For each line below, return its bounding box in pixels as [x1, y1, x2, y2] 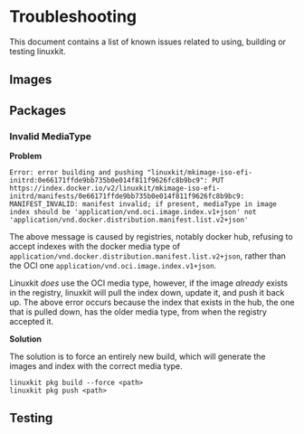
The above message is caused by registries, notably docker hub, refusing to [9, 231, 293, 242]
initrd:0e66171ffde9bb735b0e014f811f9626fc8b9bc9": [9, 176, 208, 185]
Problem [9, 151, 43, 162]
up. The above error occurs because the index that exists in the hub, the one [9, 297, 295, 308]
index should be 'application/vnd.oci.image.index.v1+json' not [9, 208, 257, 217]
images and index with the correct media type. [9, 361, 183, 372]
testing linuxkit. [9, 45, 66, 56]
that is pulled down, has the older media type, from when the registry [9, 307, 267, 317]
